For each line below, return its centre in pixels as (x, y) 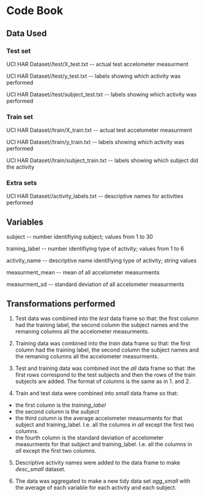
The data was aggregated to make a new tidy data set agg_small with (103, 481)
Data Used (27, 33)
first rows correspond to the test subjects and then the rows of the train (105, 375)
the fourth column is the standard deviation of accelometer (89, 438)
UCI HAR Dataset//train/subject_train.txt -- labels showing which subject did (102, 161)
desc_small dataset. (40, 469)
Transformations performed (61, 303)
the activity (20, 167)
